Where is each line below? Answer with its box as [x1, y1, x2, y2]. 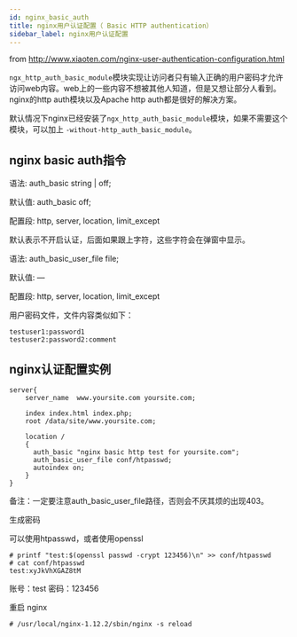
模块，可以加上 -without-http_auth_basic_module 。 [9, 124, 197, 135]
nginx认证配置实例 [9, 361, 112, 377]
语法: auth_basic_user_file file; [9, 254, 120, 264]
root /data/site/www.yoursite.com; [25, 417, 157, 426]
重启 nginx [9, 602, 48, 612]
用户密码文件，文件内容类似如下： [9, 310, 134, 320]
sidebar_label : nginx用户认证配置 [9, 29, 129, 38]
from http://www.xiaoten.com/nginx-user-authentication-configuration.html [9, 54, 285, 65]
